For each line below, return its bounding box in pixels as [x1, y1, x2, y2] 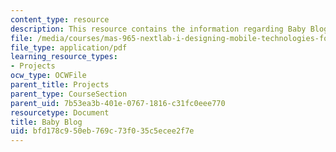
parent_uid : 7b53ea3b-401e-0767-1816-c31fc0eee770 [10, 98, 226, 108]
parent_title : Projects [10, 80, 110, 90]
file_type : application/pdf [10, 42, 128, 53]
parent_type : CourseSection [10, 89, 128, 99]
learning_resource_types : [10, 52, 118, 62]
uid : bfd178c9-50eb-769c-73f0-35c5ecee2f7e [10, 126, 195, 136]
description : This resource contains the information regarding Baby [10, 24, 307, 34]
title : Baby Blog [10, 117, 83, 127]
